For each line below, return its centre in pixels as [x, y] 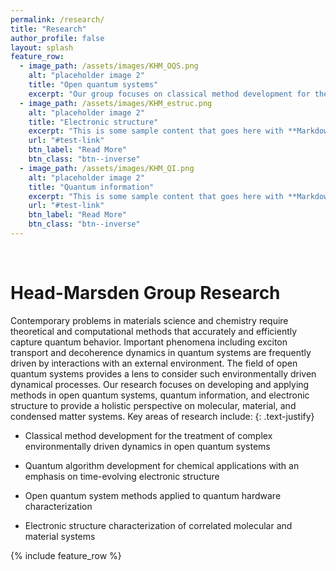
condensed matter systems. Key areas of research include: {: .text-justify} [162, 416]
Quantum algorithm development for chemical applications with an [162, 465]
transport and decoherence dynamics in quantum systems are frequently [161, 352]
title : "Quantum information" [91, 187]
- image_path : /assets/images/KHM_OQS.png [109, 66]
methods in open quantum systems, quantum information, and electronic [160, 395]
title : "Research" [48, 29]
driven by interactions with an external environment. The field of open [154, 363]
